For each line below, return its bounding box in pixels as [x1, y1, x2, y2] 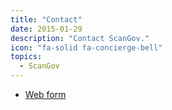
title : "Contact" [10, 14, 83, 25]
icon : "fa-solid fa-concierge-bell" [10, 42, 163, 53]
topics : [10, 52, 43, 62]
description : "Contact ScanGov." [10, 33, 150, 43]
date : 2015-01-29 [10, 24, 83, 34]
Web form [24, 89, 67, 100]
